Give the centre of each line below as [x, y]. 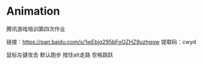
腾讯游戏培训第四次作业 [36, 29]
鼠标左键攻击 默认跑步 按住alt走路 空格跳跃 [60, 55]
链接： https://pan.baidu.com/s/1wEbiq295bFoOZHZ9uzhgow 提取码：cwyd [101, 41]
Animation [33, 11]
